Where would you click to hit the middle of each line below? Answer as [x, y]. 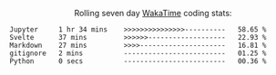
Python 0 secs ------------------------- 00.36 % [138, 61]
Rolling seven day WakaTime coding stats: [153, 13]
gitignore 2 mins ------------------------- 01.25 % [138, 53]
